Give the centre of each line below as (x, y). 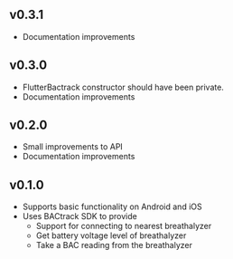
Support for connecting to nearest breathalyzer (124, 226)
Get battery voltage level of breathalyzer (111, 235)
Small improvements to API (73, 147)
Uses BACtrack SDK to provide (79, 216)
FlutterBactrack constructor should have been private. (123, 87)
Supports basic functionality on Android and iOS (112, 206)
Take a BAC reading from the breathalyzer (114, 245)
